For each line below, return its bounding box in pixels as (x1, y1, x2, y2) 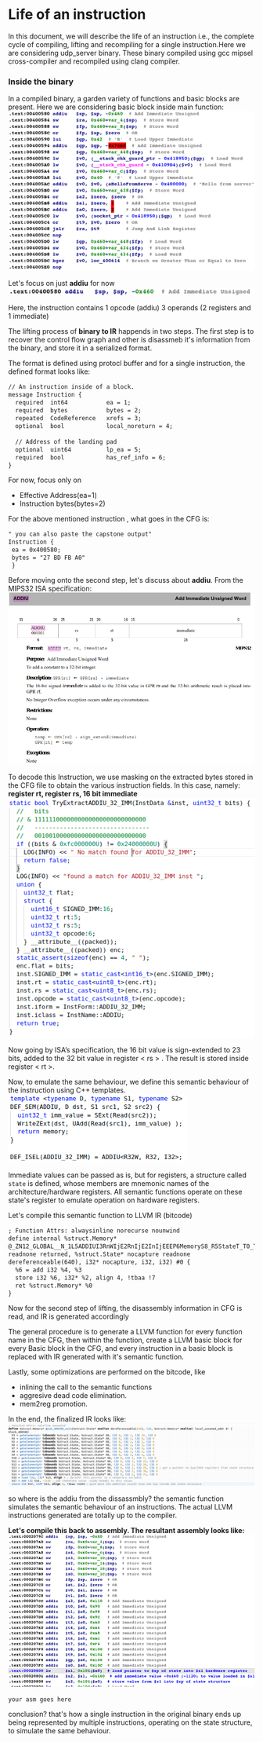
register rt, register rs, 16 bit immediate (8, 789, 139, 798)
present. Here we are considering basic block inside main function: (8, 102, 225, 112)
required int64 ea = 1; (15, 398, 131, 406)
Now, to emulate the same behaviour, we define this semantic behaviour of (8, 1078, 249, 1087)
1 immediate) (8, 311, 49, 320)
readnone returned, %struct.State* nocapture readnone (8, 1250, 191, 1258)
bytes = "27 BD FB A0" (11, 554, 86, 562)
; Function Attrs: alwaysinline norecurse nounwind (8, 1227, 180, 1235)
